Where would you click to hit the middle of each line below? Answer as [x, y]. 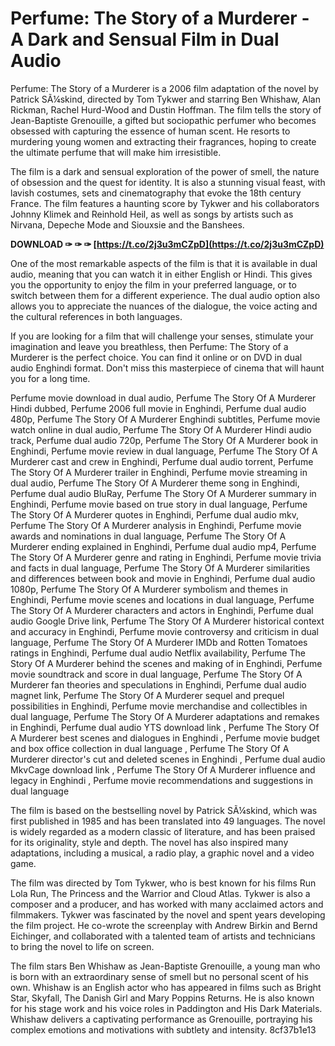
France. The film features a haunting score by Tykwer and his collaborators [165, 203]
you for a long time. [50, 378]
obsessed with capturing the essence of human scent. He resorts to [150, 131]
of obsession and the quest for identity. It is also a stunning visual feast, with [168, 182]
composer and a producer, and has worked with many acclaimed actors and [167, 904]
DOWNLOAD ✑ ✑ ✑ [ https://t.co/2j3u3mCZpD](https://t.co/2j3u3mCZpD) [167, 244]
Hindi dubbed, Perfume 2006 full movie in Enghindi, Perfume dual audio [158, 408]
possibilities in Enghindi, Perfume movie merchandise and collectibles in [159, 706]
